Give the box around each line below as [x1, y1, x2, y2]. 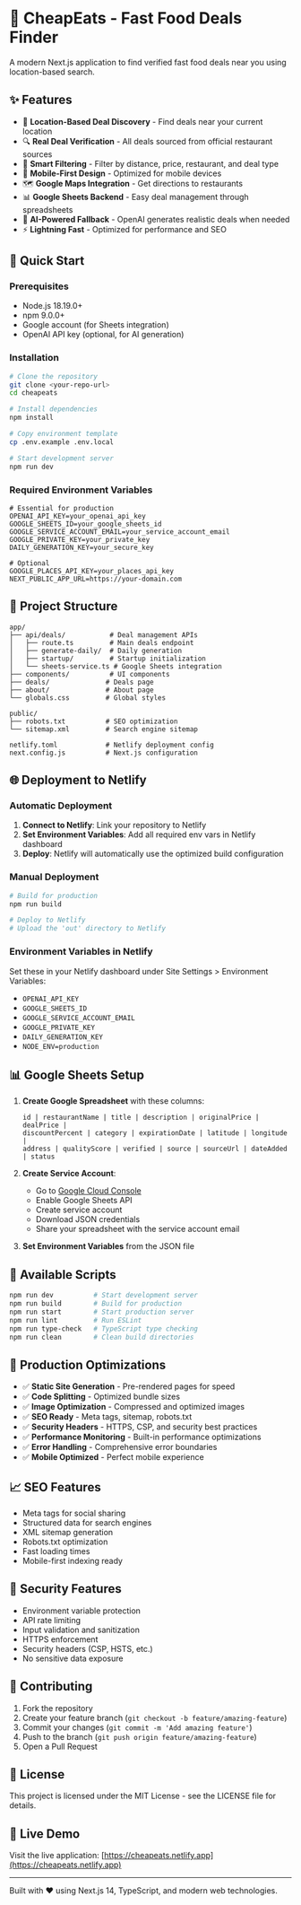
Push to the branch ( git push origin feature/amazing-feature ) [21, 1731, 257, 1742]
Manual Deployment [9, 870, 99, 883]
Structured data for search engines [21, 1517, 152, 1528]
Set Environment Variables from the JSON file [21, 1241, 195, 1252]
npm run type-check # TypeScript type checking [9, 1324, 199, 1333]
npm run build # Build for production [9, 1299, 182, 1308]
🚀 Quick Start [9, 253, 85, 268]
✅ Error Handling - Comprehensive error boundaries [21, 1442, 218, 1453]
